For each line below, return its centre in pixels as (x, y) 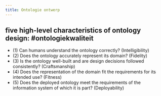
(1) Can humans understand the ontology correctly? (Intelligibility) (81, 51)
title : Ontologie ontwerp (32, 10)
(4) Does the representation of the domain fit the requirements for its (84, 72)
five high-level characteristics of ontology (73, 31)
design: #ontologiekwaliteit (49, 38)
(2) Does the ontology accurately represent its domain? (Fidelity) (80, 56)
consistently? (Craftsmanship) (44, 67)
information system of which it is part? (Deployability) (68, 88)
